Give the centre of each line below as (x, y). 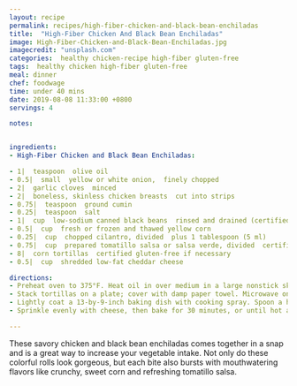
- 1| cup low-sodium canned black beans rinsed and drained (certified (150, 221)
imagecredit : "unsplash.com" (63, 50)
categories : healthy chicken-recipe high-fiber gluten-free (124, 58)
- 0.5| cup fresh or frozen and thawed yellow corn (110, 229)
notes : (21, 124)
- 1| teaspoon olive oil (59, 171)
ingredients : (33, 148)
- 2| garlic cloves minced (63, 188)
